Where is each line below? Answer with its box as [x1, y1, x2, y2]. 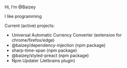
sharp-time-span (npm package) [11, 48, 77, 53]
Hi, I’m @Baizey [4, 4, 36, 10]
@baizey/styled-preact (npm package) [11, 53, 89, 58]
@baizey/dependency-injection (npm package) [11, 42, 106, 48]
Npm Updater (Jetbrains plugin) [11, 58, 76, 63]
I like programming [4, 14, 42, 19]
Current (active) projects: [4, 23, 55, 28]
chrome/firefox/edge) [11, 37, 55, 43]
